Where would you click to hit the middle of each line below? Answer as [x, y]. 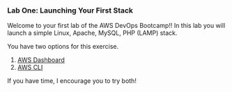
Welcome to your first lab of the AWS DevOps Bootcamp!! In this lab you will [116, 26]
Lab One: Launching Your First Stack [70, 10]
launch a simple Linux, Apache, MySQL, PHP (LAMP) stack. [92, 33]
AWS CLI [30, 68]
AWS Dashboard [41, 60]
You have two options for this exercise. [63, 47]
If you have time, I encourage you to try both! [72, 81]
